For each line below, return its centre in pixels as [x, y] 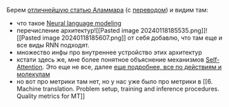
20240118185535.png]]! [174, 31]
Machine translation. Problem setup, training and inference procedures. [118, 89]
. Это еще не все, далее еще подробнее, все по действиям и [132, 67]
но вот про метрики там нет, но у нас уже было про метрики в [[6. [114, 81]
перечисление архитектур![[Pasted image [78, 31]
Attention [29, 67]
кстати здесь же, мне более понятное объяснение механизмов [110, 60]
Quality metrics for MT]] [51, 96]
